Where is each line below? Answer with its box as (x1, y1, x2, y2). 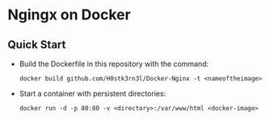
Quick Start (7, 38, 66, 52)
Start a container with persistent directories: (19, 89, 167, 98)
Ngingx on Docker (7, 6, 131, 24)
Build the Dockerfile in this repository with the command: (19, 59, 209, 68)
